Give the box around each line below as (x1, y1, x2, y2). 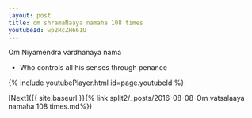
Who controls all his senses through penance (19, 63, 168, 72)
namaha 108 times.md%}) (8, 101, 93, 111)
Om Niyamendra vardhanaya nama (8, 48, 122, 57)
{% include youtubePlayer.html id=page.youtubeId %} (8, 78, 185, 87)
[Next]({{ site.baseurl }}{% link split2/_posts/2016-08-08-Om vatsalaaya (8, 94, 245, 103)
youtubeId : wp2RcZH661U (8, 26, 87, 34)
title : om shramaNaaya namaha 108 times (8, 19, 144, 27)
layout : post (8, 11, 52, 20)
